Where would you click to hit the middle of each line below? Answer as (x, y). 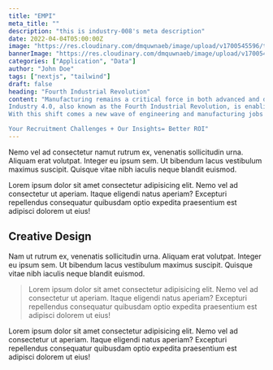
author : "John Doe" (41, 69)
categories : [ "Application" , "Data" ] (72, 62)
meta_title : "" (34, 24)
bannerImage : (30, 54)
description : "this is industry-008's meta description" (107, 31)
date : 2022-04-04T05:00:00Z (56, 39)
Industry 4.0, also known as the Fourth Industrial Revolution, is (125, 107)
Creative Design (50, 237)
